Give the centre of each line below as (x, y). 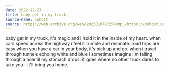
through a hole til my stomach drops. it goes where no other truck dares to (82, 60)
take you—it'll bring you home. (37, 65)
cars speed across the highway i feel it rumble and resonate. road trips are (82, 44)
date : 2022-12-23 (23, 10)
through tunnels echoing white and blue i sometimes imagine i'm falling (79, 54)
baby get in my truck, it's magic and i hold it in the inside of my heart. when (83, 38)
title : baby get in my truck (36, 15)
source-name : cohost (27, 19)
